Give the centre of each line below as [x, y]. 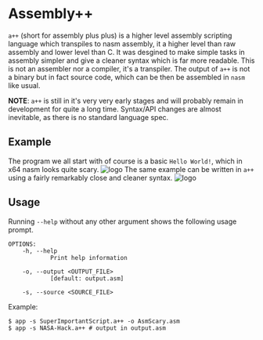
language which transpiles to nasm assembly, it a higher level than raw [122, 43]
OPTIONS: [22, 244]
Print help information [88, 258]
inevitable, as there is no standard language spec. [88, 117]
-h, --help [40, 251]
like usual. [24, 85]
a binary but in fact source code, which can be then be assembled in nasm [126, 77]
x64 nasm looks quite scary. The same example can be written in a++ [131, 169]
